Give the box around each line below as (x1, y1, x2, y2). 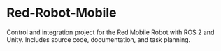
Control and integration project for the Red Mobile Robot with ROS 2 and (6, 28, 215, 36)
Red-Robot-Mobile (6, 5, 117, 21)
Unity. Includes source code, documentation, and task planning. (6, 35, 191, 43)
